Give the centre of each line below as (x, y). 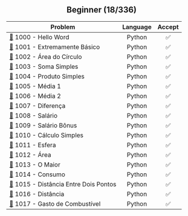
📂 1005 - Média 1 (35, 86)
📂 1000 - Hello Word (39, 37)
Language (137, 27)
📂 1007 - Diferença (37, 106)
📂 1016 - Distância (37, 194)
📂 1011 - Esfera (33, 145)
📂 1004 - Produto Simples (47, 76)
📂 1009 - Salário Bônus (43, 125)
